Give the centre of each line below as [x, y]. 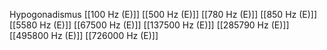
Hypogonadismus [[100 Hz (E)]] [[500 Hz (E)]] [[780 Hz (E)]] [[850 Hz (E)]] [163, 14]
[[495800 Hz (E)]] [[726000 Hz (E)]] [84, 35]
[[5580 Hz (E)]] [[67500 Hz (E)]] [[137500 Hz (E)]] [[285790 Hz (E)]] [149, 25]
